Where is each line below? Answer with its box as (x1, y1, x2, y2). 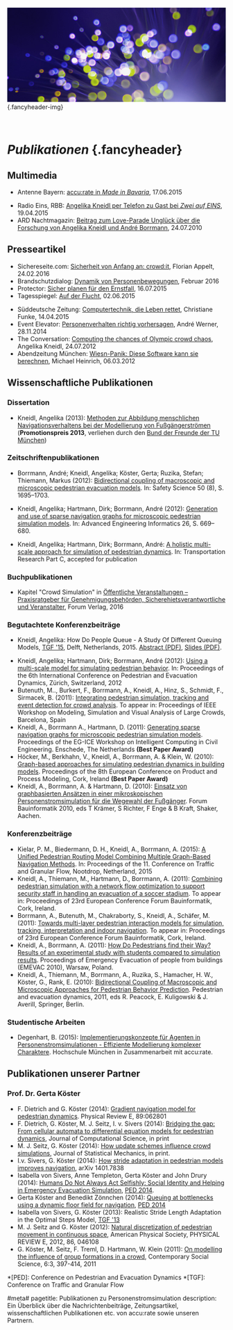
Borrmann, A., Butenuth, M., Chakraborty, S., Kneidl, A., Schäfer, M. (17, 911, 210, 919)
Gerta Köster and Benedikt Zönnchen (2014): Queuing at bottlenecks (17, 1193, 214, 1201)
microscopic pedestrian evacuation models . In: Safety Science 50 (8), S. (17, 484, 224, 492)
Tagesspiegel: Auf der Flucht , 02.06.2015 (17, 291, 135, 299)
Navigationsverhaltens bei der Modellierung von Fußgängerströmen (17, 421, 212, 429)
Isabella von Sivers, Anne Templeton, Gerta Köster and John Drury (17, 1171, 207, 1179)
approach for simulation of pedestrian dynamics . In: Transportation (34, 547, 225, 556)
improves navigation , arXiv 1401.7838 (17, 1163, 125, 1172)
